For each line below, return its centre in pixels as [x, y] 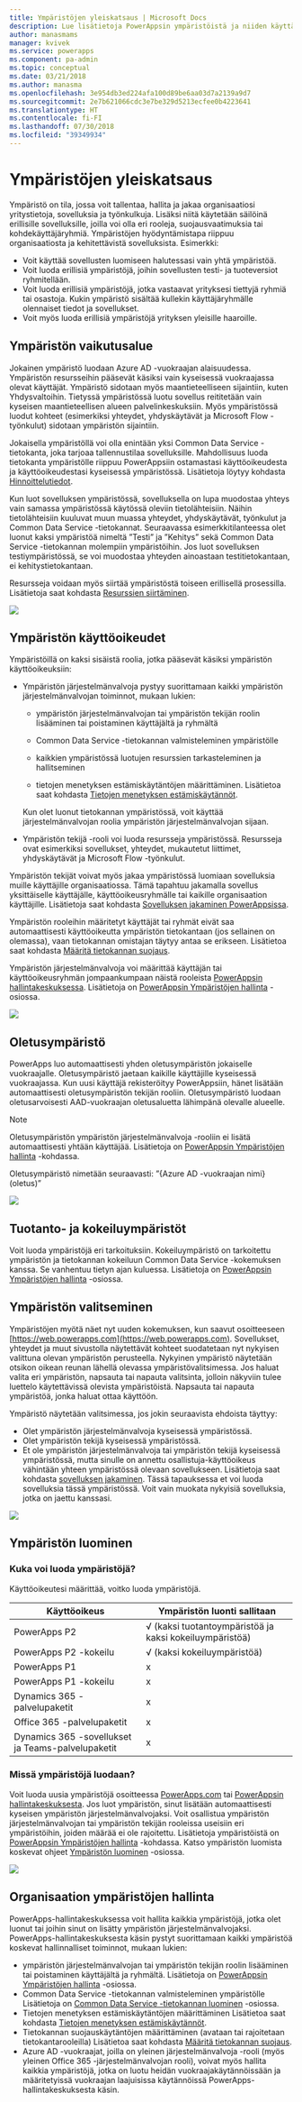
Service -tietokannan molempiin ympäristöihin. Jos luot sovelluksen [134, 546]
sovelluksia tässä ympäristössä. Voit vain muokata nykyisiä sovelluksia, [154, 1488]
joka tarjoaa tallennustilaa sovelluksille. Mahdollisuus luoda [160, 452]
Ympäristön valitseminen [81, 1307]
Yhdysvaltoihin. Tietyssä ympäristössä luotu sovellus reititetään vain [136, 397]
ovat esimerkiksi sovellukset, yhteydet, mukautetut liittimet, [132, 849]
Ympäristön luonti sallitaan [217, 1611]
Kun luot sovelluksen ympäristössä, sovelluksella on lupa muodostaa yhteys [150, 498]
